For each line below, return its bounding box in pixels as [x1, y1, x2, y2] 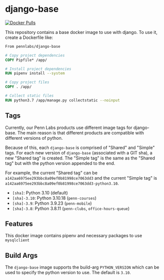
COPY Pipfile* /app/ [5, 58, 48, 62]
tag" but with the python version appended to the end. [5, 160, 116, 166]
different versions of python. [5, 135, 63, 141]
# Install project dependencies [5, 66, 71, 71]
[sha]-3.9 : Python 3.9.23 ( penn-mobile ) [12, 200, 92, 206]
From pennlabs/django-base [5, 44, 61, 49]
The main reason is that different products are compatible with [17, 129, 144, 136]
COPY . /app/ [5, 85, 32, 90]
